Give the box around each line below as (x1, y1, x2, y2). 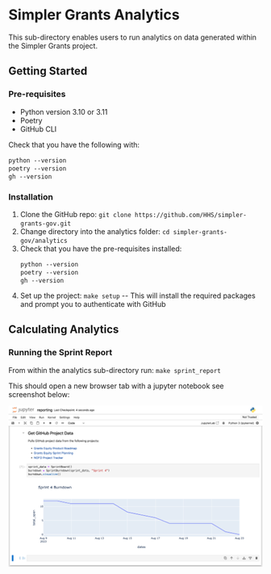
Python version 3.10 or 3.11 (19, 107, 108, 116)
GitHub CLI (19, 124, 57, 134)
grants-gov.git (19, 220, 72, 228)
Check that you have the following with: (8, 140, 140, 149)
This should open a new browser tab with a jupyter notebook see (8, 381, 224, 391)
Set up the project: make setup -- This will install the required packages (19, 291, 256, 300)
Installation (8, 191, 54, 203)
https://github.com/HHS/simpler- (134, 211, 248, 219)
